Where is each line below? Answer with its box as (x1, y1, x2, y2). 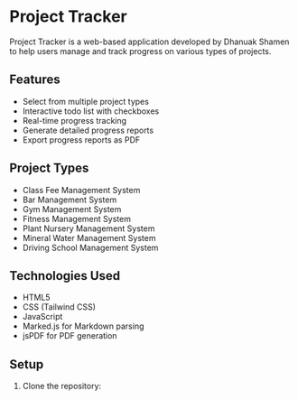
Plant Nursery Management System (22, 223, 155, 234)
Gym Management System (22, 203, 122, 214)
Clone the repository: (22, 381, 102, 392)
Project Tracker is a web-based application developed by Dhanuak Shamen (9, 36, 290, 47)
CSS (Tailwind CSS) (22, 302, 97, 312)
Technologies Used (9, 268, 120, 284)
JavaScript (22, 312, 63, 322)
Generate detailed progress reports (22, 125, 154, 135)
